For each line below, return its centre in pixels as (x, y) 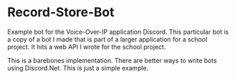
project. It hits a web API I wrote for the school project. (87, 47)
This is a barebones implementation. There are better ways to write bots (112, 60)
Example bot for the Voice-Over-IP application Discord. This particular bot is (118, 32)
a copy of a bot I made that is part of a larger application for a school (107, 39)
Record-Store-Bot (61, 12)
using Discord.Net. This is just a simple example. (78, 68)
